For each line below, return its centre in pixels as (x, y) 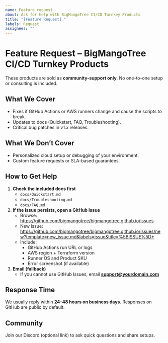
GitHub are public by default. (35, 307)
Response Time (30, 290)
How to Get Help (31, 177)
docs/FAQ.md (32, 205)
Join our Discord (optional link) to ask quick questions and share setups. (80, 335)
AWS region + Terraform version (61, 252)
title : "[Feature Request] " (36, 19)
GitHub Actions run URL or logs (60, 247)
